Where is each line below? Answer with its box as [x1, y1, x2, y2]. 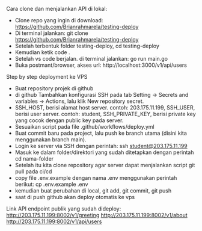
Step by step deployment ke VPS [6, 73, 88, 80]
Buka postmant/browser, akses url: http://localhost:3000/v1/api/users [14, 61, 188, 69]
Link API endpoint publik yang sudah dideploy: [6, 205, 121, 212]
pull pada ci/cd [14, 168, 52, 175]
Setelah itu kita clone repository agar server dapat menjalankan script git [14, 162, 195, 168]
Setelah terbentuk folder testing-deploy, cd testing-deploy [14, 42, 159, 49]
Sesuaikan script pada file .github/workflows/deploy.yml [14, 123, 155, 130]
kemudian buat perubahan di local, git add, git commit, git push [14, 187, 172, 194]
